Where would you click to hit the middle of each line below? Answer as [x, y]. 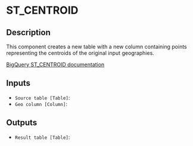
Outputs [22, 123]
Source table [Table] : [42, 97]
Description [28, 32]
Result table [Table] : [42, 137]
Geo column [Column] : [41, 104]
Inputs [18, 83]
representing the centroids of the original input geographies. [80, 53]
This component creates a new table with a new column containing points [96, 46]
